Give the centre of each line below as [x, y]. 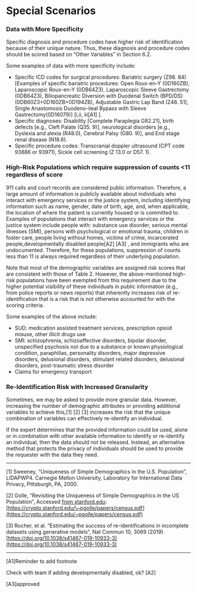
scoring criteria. [25, 305]
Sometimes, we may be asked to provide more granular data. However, [92, 400]
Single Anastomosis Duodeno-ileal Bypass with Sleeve [80, 108]
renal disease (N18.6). [41, 140]
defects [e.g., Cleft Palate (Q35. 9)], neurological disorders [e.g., [92, 127]
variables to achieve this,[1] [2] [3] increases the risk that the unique [89, 412]
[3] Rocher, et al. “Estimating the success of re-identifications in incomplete [97, 526]
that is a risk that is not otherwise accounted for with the [107, 299]
